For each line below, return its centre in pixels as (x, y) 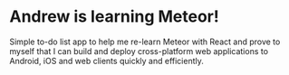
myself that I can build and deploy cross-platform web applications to (139, 51)
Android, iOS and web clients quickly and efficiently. (106, 61)
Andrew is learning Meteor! (114, 17)
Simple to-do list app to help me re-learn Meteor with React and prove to (145, 42)
